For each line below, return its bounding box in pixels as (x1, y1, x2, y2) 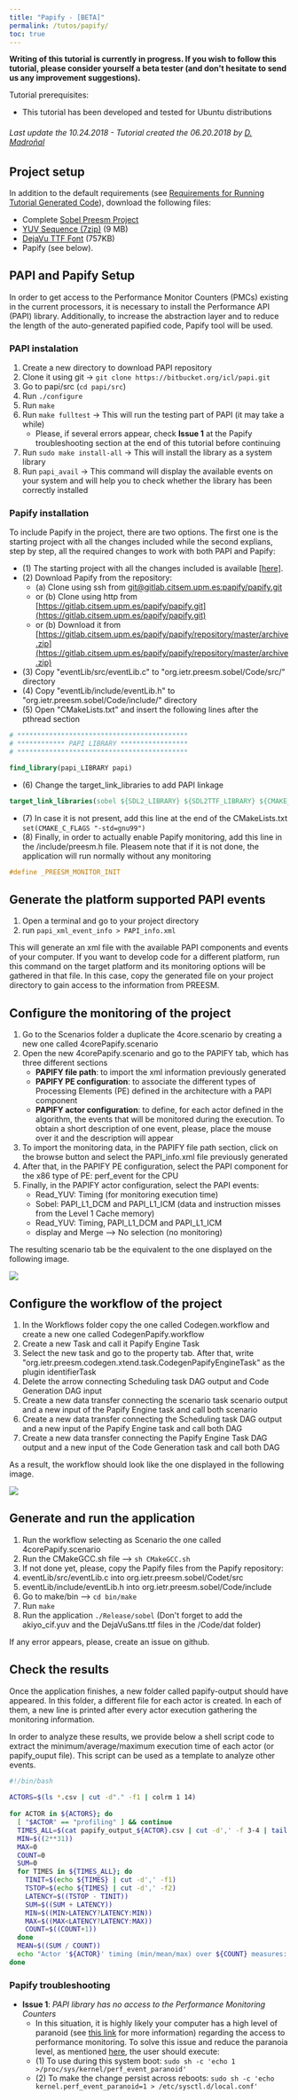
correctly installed (21, 485, 89, 496)
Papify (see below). (21, 243, 94, 253)
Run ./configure (21, 391, 83, 402)
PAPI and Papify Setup (9, 268, 136, 284)
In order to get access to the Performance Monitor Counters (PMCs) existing (9, 292, 289, 302)
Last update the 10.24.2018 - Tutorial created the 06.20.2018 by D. (9, 127, 253, 137)
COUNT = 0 (17, 1851, 46, 1860)
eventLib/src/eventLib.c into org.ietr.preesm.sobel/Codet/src (21, 1571, 244, 1583)
